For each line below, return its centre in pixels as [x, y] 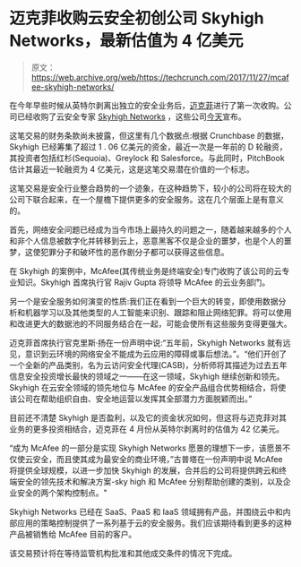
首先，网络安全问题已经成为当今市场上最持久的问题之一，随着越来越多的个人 [150, 229]
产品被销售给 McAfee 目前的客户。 [73, 534]
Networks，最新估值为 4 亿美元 [126, 41]
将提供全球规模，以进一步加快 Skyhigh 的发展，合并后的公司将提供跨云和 [144, 470]
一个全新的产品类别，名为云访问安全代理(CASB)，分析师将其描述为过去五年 [148, 365]
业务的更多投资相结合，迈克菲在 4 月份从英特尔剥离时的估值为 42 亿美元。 [147, 429]
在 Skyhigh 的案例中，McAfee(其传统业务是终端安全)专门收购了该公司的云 [146, 271]
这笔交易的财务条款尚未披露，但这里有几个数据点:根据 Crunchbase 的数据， [149, 135]
